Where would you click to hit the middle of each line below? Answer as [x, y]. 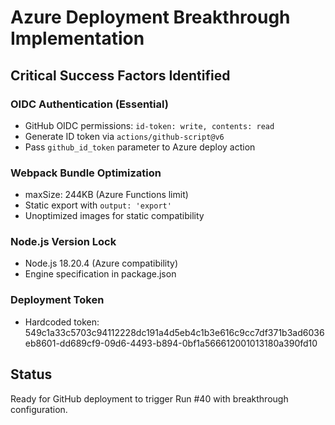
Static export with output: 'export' [98, 205]
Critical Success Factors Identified [120, 75]
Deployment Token [57, 300]
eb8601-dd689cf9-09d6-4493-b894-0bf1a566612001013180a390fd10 [171, 343]
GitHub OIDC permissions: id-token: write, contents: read [149, 125]
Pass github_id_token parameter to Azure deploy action [140, 147]
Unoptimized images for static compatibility [114, 216]
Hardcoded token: [62, 322]
